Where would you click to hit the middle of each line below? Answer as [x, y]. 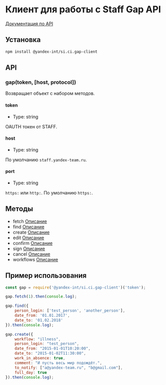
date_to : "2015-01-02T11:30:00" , [50, 353]
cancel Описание [31, 254]
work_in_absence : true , [40, 358]
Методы [19, 209]
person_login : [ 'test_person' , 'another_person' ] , [70, 311]
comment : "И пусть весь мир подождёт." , [58, 363]
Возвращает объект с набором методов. [50, 93]
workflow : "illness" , [38, 339]
